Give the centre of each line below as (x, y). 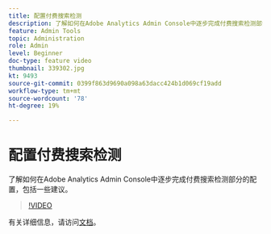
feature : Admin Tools (45, 31)
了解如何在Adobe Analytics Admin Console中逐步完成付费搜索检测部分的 (129, 179)
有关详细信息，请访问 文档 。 (54, 222)
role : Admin (28, 46)
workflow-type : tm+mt (45, 91)
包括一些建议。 (47, 190)
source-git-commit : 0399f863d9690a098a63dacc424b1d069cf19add (115, 83)
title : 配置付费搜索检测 (45, 16)
